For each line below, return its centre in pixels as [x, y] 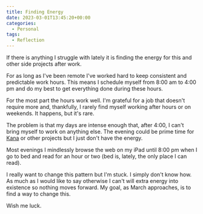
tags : [13, 35]
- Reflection [28, 40]
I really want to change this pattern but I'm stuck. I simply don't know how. [99, 174]
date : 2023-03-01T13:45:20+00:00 [48, 18]
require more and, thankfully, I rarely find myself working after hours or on [99, 107]
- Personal [25, 29]
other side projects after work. [44, 64]
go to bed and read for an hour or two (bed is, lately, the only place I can [97, 156]
